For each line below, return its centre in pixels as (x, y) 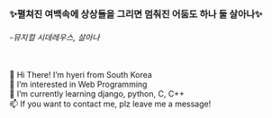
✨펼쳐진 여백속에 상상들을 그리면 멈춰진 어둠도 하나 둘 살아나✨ (136, 13)
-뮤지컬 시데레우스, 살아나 (55, 37)
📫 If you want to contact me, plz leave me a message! (110, 104)
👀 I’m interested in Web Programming (78, 84)
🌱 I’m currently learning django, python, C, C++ (97, 94)
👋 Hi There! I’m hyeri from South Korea (81, 75)
